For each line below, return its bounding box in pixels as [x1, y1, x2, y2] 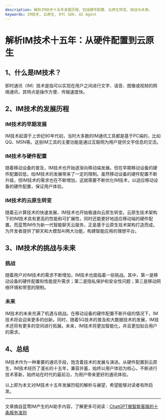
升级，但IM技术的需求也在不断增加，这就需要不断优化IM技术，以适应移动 [5, 177, 154, 183]
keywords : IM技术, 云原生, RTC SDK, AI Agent [5, 12, 97, 17]
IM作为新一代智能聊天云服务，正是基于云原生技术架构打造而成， [26, 222, 158, 228]
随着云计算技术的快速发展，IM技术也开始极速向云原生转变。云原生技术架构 [5, 209, 158, 215]
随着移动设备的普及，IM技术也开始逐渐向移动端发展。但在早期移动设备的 [5, 165, 153, 171]
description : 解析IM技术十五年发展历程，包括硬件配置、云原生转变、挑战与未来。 [5, 7, 153, 12]
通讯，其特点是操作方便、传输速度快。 [9, 89, 87, 95]
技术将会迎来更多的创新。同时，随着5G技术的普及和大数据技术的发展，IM [5, 316, 155, 322]
